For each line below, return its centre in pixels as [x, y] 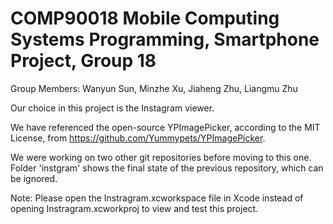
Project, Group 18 [83, 61]
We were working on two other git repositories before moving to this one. [161, 157]
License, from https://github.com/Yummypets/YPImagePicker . [138, 138]
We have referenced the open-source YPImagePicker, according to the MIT [165, 127]
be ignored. [34, 178]
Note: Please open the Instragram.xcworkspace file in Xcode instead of [157, 198]
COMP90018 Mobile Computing [145, 18]
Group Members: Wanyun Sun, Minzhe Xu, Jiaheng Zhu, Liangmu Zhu [154, 88]
